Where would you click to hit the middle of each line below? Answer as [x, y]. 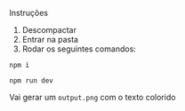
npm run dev [31, 81]
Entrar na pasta [50, 40]
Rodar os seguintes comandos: [79, 49]
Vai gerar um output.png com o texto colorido [92, 97]
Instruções [29, 13]
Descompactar [49, 30]
